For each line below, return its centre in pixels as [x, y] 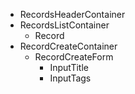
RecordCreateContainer [68, 46]
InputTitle [69, 67]
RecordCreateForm [74, 57]
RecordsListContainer [64, 25]
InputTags [70, 78]
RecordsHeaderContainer [72, 14]
